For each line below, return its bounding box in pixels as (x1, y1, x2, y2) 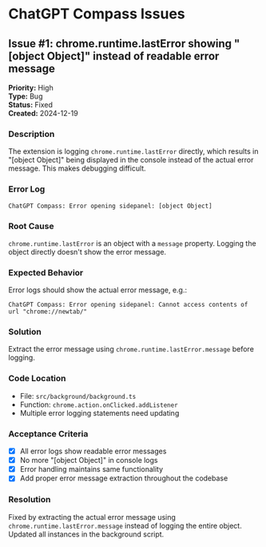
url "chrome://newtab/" (8, 308, 88, 316)
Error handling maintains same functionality (19, 465, 164, 474)
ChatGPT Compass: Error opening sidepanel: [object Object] (8, 202, 213, 210)
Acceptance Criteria (8, 428, 89, 439)
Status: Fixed (8, 100, 54, 109)
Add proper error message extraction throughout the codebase (19, 473, 228, 483)
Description (8, 128, 55, 139)
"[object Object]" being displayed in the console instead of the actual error (8, 155, 254, 165)
